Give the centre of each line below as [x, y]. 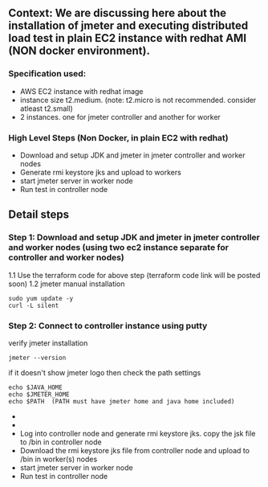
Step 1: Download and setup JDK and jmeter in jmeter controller [134, 238]
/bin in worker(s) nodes [59, 459]
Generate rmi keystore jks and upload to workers [101, 172]
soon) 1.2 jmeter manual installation [67, 284]
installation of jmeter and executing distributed [128, 26]
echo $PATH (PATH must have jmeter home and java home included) [122, 401]
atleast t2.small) [47, 108]
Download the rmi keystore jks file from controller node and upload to [135, 450]
